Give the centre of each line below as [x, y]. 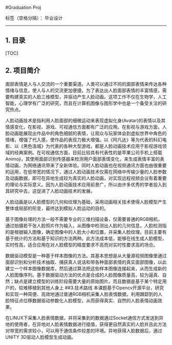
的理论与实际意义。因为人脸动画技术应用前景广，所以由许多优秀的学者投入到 [86, 185]
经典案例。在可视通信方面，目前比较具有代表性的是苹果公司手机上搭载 [88, 152]
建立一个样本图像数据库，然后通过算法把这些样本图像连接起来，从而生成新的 [86, 268]
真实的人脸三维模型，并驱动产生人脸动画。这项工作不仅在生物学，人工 [93, 96]
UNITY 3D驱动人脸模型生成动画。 [41, 337]
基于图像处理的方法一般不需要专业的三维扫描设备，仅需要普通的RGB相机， [84, 219]
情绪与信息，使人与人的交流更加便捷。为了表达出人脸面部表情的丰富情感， [84, 90]
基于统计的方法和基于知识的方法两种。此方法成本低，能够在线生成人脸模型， [86, 238]
